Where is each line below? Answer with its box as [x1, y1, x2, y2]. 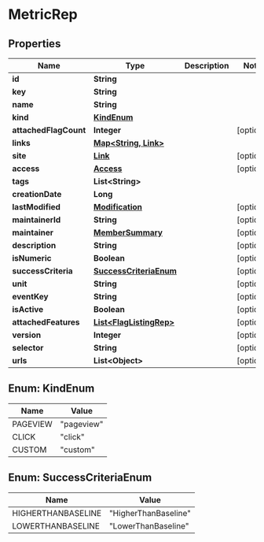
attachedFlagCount [12, 124, 86, 135]
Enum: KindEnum [8, 382, 95, 395]
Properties [8, 37, 61, 50]
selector [12, 343, 44, 353]
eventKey [12, 291, 49, 302]
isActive [12, 304, 44, 314]
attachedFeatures [12, 317, 80, 328]
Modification [93, 202, 143, 212]
